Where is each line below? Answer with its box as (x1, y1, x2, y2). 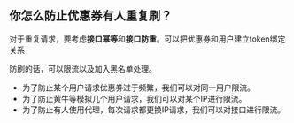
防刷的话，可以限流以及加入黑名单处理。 (9, 63, 157, 73)
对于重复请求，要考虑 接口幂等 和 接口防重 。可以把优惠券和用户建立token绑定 (9, 34, 286, 44)
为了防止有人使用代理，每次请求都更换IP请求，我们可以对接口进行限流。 (21, 104, 286, 115)
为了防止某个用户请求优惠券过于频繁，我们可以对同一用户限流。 (21, 82, 255, 93)
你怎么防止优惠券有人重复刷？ (9, 8, 173, 24)
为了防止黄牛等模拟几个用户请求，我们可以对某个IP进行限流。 (21, 93, 247, 104)
